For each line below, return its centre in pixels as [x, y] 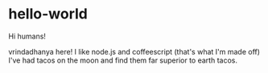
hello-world [48, 14]
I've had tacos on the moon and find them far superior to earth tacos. [123, 60]
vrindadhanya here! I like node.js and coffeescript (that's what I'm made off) [134, 51]
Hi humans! [27, 36]
